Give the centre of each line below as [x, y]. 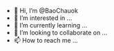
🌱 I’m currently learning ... [50, 25]
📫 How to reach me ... [46, 40]
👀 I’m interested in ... [43, 18]
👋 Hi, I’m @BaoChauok [46, 11]
